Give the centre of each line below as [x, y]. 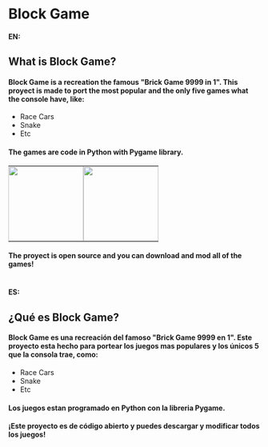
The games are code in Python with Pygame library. [96, 152]
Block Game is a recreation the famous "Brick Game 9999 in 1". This [123, 82]
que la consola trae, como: [53, 355]
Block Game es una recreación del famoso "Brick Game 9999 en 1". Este [130, 337]
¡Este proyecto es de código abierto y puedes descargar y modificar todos [134, 426]
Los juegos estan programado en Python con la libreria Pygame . [117, 408]
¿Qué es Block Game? [64, 317]
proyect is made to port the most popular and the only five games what [128, 90]
